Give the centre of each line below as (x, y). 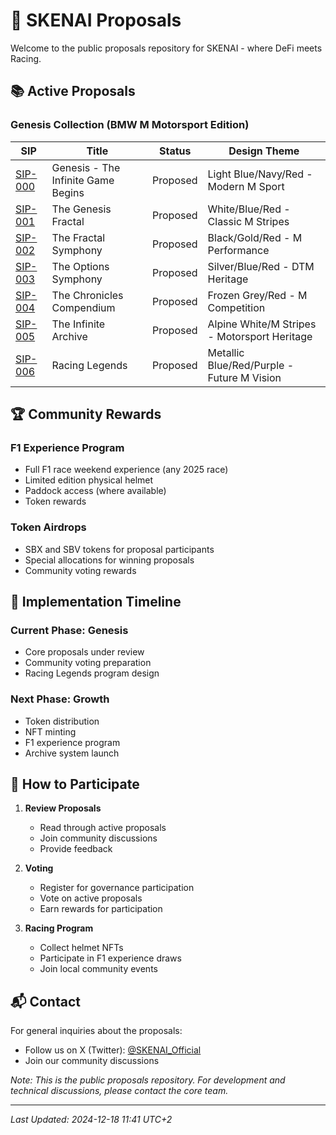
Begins (68, 192)
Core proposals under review (84, 652)
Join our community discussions (92, 1061)
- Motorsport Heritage (260, 336)
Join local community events (98, 969)
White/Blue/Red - (249, 209)
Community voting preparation (88, 663)
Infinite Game (83, 180)
